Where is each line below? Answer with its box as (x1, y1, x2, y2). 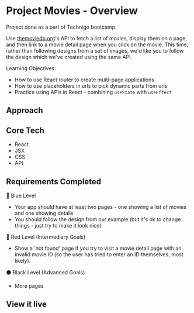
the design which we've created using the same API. (6, 53, 133, 60)
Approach (6, 105, 43, 115)
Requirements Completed (6, 177, 101, 187)
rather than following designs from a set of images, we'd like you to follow (6, 47, 184, 54)
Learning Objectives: (6, 64, 57, 71)
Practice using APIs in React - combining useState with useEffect (14, 88, 172, 95)
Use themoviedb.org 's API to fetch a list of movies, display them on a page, (6, 35, 188, 42)
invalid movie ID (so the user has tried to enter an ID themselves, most (14, 250, 184, 258)
